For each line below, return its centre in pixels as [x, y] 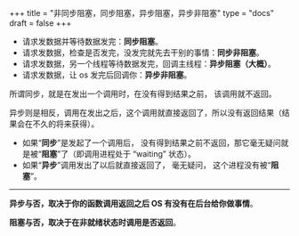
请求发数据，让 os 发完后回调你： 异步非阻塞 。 [107, 75]
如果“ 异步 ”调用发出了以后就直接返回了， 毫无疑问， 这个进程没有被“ [146, 165]
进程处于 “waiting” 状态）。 [147, 154]
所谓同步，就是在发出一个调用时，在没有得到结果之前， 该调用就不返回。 [143, 94]
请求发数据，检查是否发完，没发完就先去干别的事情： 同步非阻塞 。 [143, 53]
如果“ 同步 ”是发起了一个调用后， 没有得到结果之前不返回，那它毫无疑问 [152, 142]
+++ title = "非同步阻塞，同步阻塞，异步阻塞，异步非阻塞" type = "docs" [141, 13]
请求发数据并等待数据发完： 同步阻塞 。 [92, 41]
